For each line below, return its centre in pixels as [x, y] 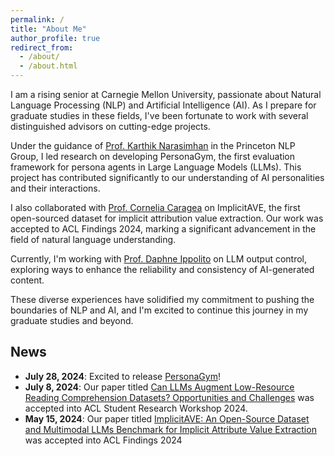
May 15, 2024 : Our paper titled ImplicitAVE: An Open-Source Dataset [167, 418]
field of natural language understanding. [93, 239]
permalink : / [37, 19]
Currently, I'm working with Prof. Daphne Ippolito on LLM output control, [159, 259]
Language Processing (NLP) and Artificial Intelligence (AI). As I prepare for [163, 105]
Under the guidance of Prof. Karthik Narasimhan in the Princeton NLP [153, 145]
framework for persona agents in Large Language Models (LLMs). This [156, 167]
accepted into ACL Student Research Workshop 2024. [136, 408]
